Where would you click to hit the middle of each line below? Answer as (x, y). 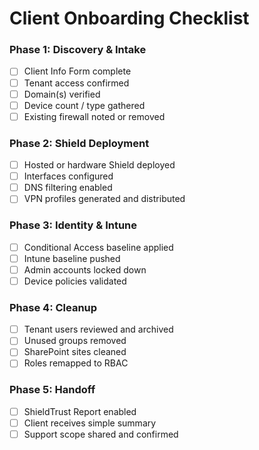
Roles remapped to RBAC (76, 363)
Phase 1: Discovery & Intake (78, 50)
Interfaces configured (68, 176)
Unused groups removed (75, 341)
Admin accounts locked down (85, 269)
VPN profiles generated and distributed (104, 199)
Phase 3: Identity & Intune (73, 225)
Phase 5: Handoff (52, 390)
